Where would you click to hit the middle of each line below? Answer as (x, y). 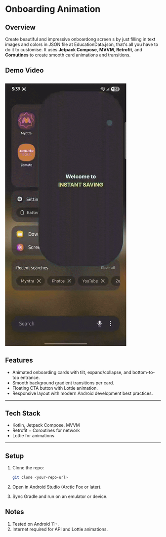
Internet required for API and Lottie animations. (60, 529)
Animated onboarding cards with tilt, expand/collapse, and (72, 372)
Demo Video (24, 70)
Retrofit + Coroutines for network (46, 430)
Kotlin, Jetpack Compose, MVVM (46, 425)
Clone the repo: (28, 468)
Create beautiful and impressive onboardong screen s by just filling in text (80, 39)
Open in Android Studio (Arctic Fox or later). (57, 487)
